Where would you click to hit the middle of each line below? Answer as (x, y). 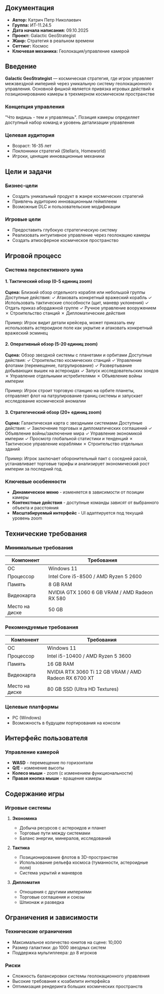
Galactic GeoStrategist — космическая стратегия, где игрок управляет (79, 78)
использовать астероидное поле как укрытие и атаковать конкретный (79, 328)
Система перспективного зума (44, 270)
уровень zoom (27, 518)
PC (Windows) (27, 717)
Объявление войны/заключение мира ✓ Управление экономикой (74, 433)
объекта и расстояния (35, 508)
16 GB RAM (61, 664)
